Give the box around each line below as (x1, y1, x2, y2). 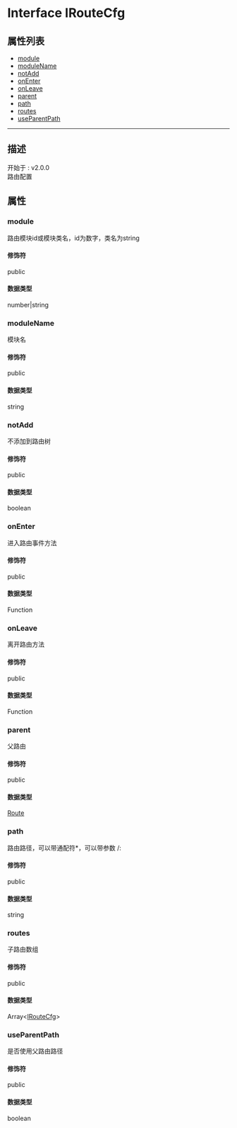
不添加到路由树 (7, 437, 51, 445)
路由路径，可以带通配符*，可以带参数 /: (7, 843, 122, 852)
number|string (7, 300, 49, 309)
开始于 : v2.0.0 (7, 163, 49, 171)
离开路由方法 (7, 640, 44, 649)
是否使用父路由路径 (7, 1047, 63, 1056)
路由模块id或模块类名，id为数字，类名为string (7, 234, 140, 242)
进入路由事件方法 (7, 538, 57, 547)
